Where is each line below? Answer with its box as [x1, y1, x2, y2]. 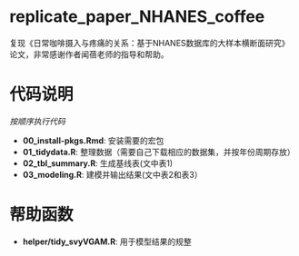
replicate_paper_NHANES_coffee [9, 6, 265, 27]
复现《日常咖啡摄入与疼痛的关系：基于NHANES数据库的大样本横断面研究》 [9, 37, 290, 48]
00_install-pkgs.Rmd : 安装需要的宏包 [22, 134, 164, 146]
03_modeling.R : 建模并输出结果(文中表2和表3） [22, 169, 203, 180]
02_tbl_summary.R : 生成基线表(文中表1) [22, 157, 174, 169]
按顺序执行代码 [9, 115, 65, 126]
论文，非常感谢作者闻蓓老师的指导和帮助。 [9, 48, 169, 60]
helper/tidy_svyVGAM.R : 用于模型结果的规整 [22, 236, 193, 247]
